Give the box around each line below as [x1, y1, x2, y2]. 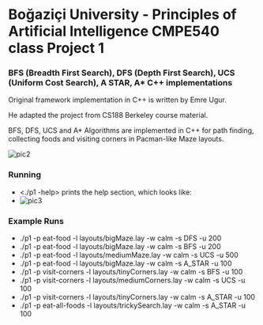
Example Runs [8, 215, 65, 226]
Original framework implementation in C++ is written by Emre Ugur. [8, 95, 227, 104]
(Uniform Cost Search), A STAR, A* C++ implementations [8, 77, 233, 89]
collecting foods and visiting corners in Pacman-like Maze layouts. [8, 134, 224, 144]
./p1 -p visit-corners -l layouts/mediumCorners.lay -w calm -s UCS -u [19, 275, 246, 285]
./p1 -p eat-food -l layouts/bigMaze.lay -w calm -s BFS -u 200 [19, 242, 221, 251]
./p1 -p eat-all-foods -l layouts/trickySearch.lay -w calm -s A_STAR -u [19, 300, 246, 310]
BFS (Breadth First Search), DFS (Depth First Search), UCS [8, 67, 235, 78]
